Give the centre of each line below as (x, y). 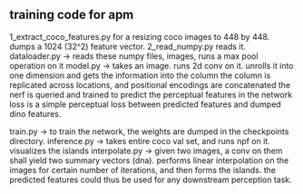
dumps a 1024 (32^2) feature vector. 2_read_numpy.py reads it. (128, 46)
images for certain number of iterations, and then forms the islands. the (143, 170)
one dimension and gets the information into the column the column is (140, 75)
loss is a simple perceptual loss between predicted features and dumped (145, 104)
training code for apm (72, 15)
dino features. (35, 113)
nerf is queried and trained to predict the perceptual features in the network (151, 94)
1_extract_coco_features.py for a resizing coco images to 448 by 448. (140, 36)
